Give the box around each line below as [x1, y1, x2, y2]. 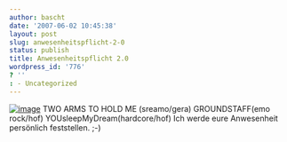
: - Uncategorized [9, 79, 77, 88]
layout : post [9, 29, 58, 38]
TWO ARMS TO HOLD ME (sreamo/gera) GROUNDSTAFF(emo [43, 103, 271, 114]
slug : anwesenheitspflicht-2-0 [9, 37, 125, 47]
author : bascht [9, 12, 66, 22]
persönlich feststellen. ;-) [9, 122, 101, 133]
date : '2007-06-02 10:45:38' [9, 21, 117, 30]
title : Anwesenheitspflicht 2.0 [9, 54, 129, 63]
